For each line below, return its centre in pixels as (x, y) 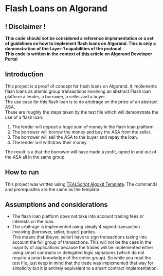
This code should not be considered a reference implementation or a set (80, 38)
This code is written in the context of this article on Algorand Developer (79, 54)
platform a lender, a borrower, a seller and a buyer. (55, 96)
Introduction (24, 74)
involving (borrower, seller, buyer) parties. (54, 232)
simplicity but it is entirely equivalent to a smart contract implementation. (85, 268)
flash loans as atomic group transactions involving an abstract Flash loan (78, 91)
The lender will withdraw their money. (50, 142)
